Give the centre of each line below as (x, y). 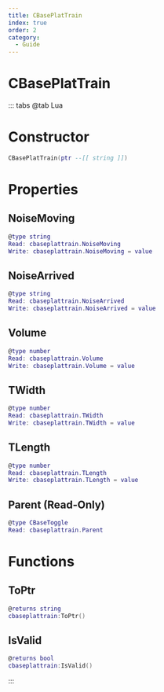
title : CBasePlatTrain (45, 15)
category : (24, 37)
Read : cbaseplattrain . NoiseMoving (65, 244)
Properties (43, 190)
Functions (41, 561)
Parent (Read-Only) (56, 504)
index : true (27, 23)
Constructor (49, 137)
